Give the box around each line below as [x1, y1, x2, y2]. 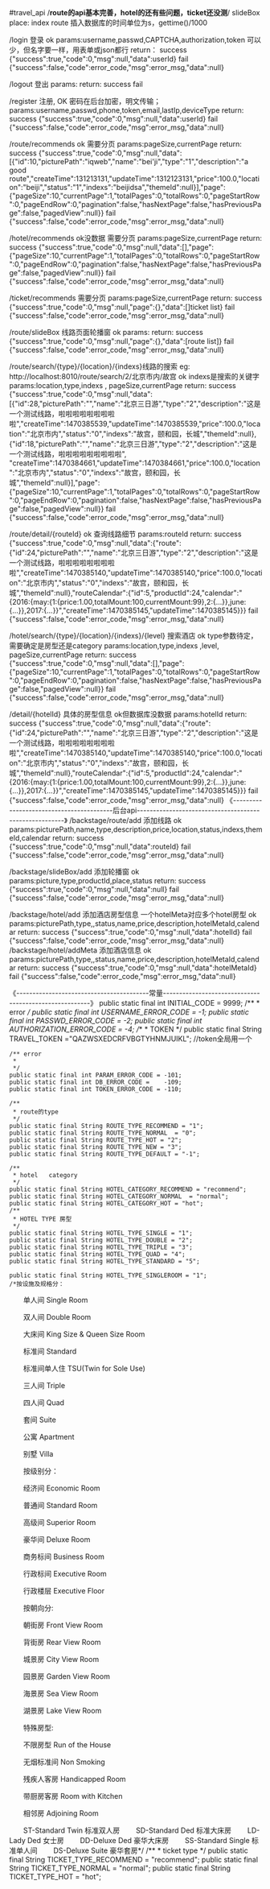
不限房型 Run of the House [22, 1740, 112, 1750]
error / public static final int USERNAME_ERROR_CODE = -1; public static [9, 1007, 250, 1017]
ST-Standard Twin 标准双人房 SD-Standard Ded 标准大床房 [22, 1825, 232, 1835]
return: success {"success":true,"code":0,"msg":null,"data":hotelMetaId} [18, 963, 258, 973]
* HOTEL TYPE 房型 [12, 1215, 72, 1223]
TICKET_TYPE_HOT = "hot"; [9, 1872, 102, 1881]
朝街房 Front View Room [22, 1620, 104, 1630]
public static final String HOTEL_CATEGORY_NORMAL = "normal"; [9, 1193, 229, 1201]
